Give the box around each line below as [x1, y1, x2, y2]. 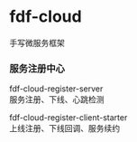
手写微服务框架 [9, 37, 65, 48]
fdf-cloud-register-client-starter [9, 112, 128, 123]
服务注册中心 [9, 62, 66, 74]
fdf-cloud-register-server [9, 83, 104, 94]
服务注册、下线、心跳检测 [9, 94, 105, 105]
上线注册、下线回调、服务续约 [9, 123, 120, 134]
